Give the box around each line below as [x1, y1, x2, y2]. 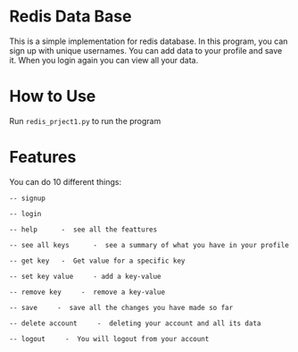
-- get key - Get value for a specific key [9, 256, 186, 265]
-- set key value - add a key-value [9, 272, 162, 281]
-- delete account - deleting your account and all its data [9, 319, 261, 328]
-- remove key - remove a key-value [9, 288, 166, 297]
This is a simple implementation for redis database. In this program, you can [9, 36, 288, 46]
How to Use [9, 87, 96, 106]
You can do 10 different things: [9, 176, 122, 187]
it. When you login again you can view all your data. [9, 54, 199, 65]
